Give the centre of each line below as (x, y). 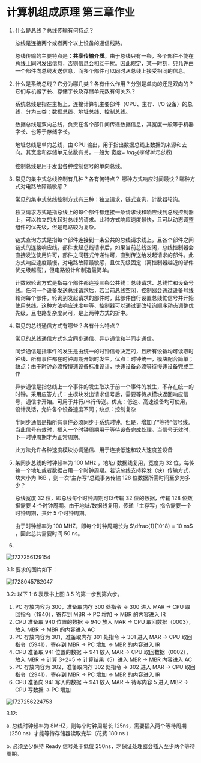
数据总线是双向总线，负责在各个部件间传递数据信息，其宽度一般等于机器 (104, 124)
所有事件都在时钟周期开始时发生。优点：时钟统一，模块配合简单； (112, 358)
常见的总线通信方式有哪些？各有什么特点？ (67, 325)
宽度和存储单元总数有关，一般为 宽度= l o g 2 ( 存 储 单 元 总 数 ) (102, 153)
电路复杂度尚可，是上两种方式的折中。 (83, 313)
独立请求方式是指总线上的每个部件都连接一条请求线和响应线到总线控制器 (104, 212)
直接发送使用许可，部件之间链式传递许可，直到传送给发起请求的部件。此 (104, 255)
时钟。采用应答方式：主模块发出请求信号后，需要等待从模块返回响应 (99, 394)
